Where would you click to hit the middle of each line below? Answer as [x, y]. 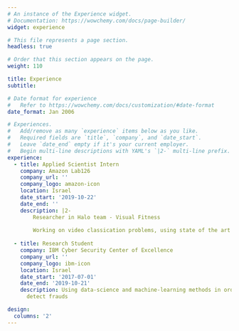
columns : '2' [33, 316]
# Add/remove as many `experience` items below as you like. [103, 131]
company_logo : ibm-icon [55, 263]
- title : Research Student [54, 244]
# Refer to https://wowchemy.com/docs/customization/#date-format [111, 105]
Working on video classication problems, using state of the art [132, 231]
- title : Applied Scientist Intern [67, 164]
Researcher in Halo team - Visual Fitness [97, 217]
